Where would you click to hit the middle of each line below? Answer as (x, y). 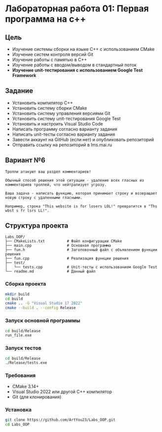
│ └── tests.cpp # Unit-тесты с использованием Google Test (81, 267)
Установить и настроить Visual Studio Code (58, 123)
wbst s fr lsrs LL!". (27, 210)
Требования (20, 376)
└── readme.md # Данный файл (50, 272)
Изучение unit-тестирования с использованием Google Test (77, 70)
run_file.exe (18, 335)
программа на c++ (46, 19)
